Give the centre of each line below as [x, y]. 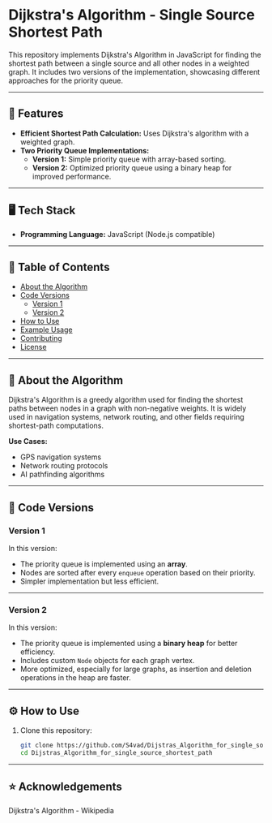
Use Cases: [28, 442]
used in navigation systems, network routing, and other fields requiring [126, 417]
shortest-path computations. [56, 426]
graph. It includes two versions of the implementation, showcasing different [134, 71]
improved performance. [72, 176]
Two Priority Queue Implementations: [85, 150]
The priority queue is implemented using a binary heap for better [129, 644]
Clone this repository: [56, 730]
